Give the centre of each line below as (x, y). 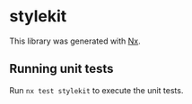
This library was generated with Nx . (75, 41)
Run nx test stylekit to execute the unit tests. (96, 90)
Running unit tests (61, 69)
